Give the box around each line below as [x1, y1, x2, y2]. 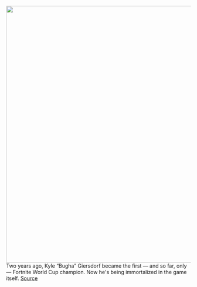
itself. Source [6, 275, 38, 282]
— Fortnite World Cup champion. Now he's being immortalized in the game [6, 269, 187, 275]
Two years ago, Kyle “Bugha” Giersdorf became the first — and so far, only [6, 262, 187, 269]
